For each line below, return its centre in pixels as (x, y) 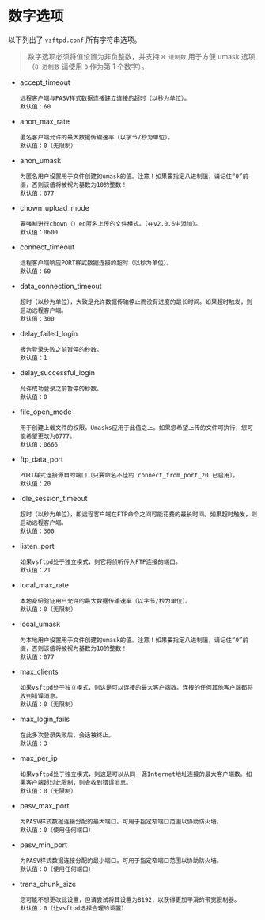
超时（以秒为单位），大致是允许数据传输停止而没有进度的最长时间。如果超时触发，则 (136, 302)
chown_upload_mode (54, 207)
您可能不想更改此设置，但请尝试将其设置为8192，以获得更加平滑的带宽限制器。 (130, 899)
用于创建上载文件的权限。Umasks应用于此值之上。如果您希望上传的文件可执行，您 (133, 428)
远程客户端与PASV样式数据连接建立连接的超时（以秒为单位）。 (105, 98)
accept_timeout (45, 82)
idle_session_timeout (54, 498)
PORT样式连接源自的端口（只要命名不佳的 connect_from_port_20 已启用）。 (129, 475)
